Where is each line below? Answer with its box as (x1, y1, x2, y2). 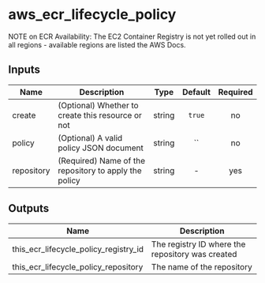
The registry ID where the (151, 239, 246, 250)
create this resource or (58, 109, 142, 120)
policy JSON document (58, 142, 144, 153)
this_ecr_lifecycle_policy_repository (12, 261, 144, 272)
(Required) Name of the (58, 155, 146, 166)
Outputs (8, 202, 50, 215)
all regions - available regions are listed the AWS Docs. (8, 40, 187, 49)
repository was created (151, 248, 237, 259)
